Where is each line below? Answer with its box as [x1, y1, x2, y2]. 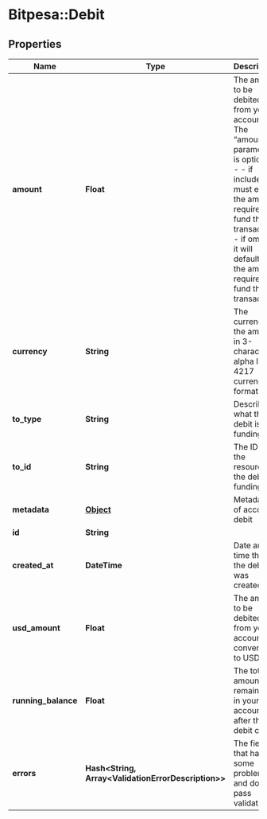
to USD [233, 653, 261, 663]
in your [233, 695, 260, 706]
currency [12, 346, 48, 357]
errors [12, 768, 37, 778]
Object [85, 504, 111, 515]
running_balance [12, 695, 78, 706]
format [233, 386, 258, 396]
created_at [12, 560, 54, 571]
